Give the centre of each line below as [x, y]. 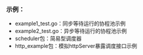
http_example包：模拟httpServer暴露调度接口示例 [76, 46]
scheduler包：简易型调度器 [48, 39]
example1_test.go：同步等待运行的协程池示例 [70, 24]
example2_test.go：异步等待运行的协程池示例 [71, 31]
